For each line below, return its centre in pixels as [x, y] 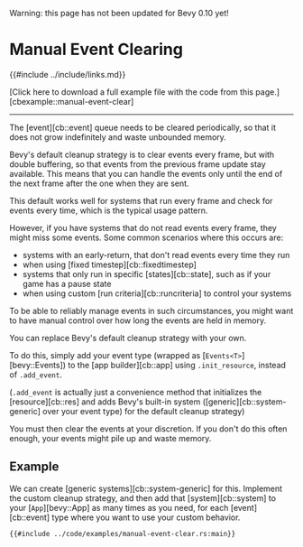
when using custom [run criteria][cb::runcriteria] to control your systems [157, 293]
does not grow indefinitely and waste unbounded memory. [118, 137]
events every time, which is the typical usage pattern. [109, 210]
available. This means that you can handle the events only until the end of [146, 173]
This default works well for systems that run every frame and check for [141, 200]
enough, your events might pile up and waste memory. [110, 438]
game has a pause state [67, 283]
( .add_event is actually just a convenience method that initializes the [136, 392]
